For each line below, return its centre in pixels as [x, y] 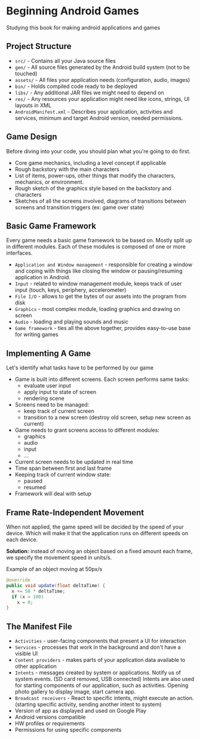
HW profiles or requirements [50, 723]
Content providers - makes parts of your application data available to [100, 660]
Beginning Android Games [73, 11]
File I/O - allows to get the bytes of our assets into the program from [101, 297]
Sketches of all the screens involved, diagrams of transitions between [100, 201]
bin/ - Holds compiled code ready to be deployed [76, 86]
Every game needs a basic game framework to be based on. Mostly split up [99, 240]
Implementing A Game [49, 353]
